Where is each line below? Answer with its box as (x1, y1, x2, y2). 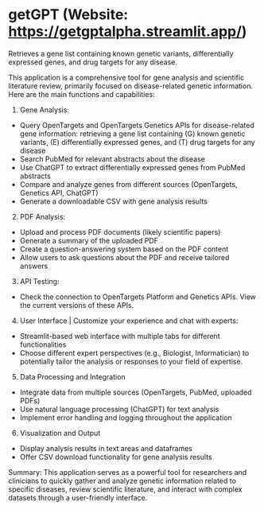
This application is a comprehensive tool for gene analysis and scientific (8, 72, 245, 82)
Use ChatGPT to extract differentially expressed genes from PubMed (19, 162, 246, 172)
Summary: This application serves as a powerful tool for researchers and (8, 467, 247, 477)
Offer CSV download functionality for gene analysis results (19, 452, 212, 461)
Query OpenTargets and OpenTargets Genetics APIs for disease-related (19, 120, 254, 130)
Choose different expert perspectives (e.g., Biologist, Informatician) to (19, 348, 250, 357)
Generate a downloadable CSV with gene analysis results (19, 197, 208, 206)
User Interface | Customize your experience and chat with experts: (19, 316, 239, 325)
